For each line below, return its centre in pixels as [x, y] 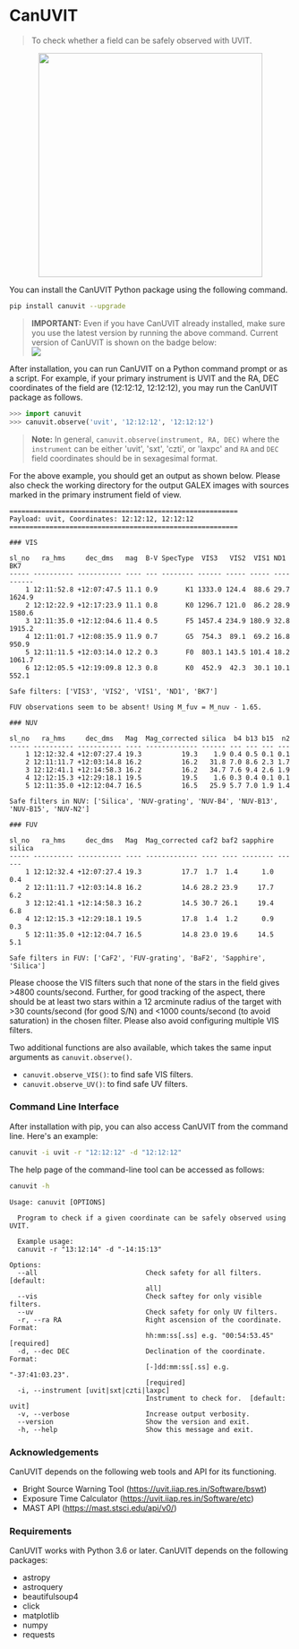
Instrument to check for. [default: [216, 1398]
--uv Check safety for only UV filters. [148, 1312]
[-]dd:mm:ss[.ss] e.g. [188, 1367]
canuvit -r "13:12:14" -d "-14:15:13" [90, 1249]
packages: [29, 1560]
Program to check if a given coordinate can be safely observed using [152, 1218]
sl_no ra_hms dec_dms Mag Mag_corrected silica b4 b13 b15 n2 [150, 738]
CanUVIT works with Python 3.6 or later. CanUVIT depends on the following [149, 1550]
